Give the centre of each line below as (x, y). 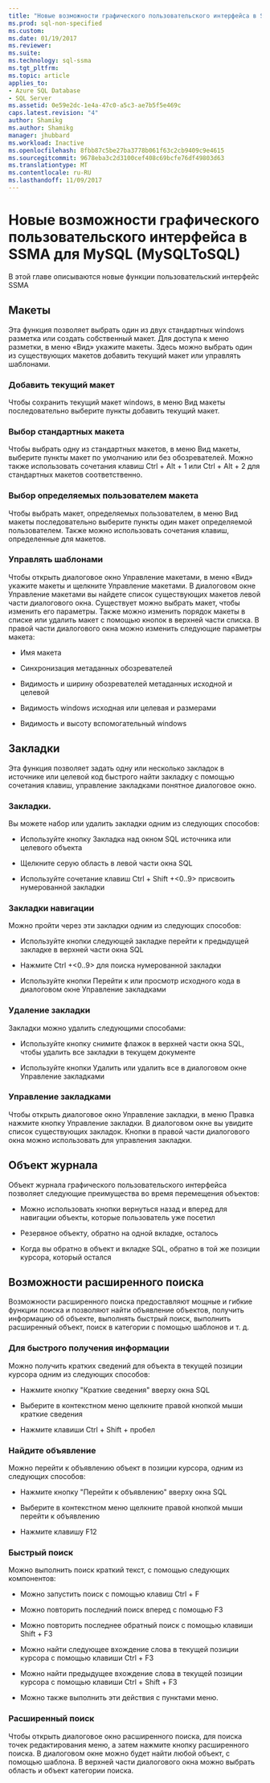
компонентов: (32, 1579)
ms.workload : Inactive (46, 143)
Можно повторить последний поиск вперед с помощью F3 (121, 1610)
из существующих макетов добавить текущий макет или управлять (125, 355)
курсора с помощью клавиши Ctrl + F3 (87, 1658)
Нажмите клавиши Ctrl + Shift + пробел (87, 1429)
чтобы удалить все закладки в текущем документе (108, 1052)
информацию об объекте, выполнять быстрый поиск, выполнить (120, 1319)
